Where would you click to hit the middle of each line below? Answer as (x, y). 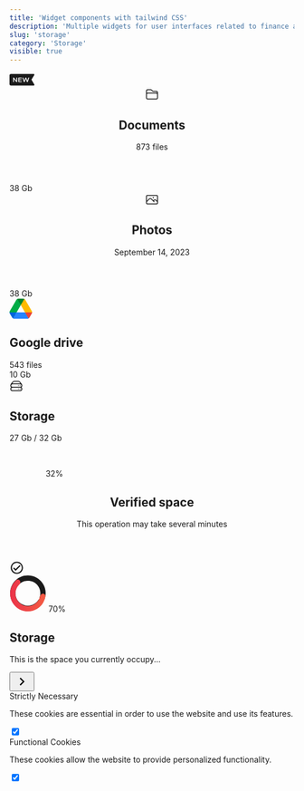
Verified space (152, 502)
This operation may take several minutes (152, 524)
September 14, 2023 (152, 252)
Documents (152, 125)
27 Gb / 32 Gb (36, 438)
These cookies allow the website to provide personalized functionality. (141, 759)
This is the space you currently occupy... (85, 659)
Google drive (47, 343)
